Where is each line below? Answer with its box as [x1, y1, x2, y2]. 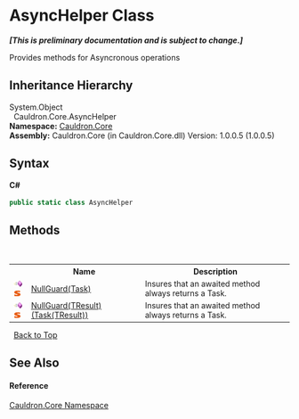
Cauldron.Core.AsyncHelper [12, 111, 117, 121]
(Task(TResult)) [30, 309, 89, 321]
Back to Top [12, 329, 58, 340]
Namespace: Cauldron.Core [9, 120, 113, 131]
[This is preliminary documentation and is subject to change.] [9, 35, 243, 45]
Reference [9, 380, 49, 390]
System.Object [9, 102, 63, 112]
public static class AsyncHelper [9, 198, 133, 207]
